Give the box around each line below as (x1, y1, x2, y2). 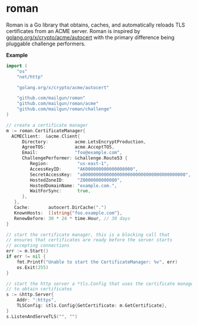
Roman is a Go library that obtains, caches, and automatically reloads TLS (6, 21, 186, 28)
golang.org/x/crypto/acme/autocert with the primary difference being (6, 34, 175, 41)
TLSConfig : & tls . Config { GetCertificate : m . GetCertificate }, (16, 303, 167, 308)
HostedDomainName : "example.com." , (29, 182, 117, 189)
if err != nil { (6, 254, 46, 260)
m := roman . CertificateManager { (6, 127, 85, 134)
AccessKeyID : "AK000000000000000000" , (29, 166, 138, 172)
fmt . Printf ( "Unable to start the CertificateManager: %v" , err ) (16, 259, 178, 265)
